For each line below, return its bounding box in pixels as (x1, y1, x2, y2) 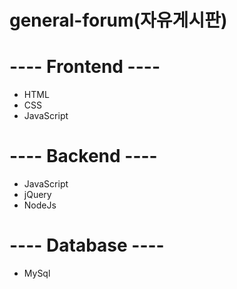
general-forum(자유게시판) (9, 9, 228, 32)
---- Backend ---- (9, 145, 158, 168)
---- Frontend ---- (9, 56, 161, 78)
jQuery (23, 189, 52, 201)
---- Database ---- (9, 234, 165, 257)
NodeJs (23, 199, 57, 211)
